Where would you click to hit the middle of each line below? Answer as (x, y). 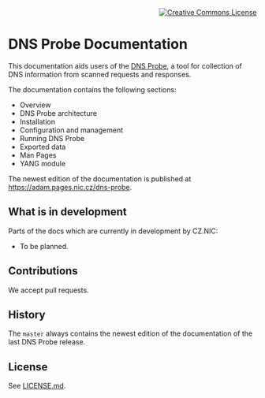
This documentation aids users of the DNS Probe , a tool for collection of (125, 65)
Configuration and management (71, 130)
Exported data (43, 147)
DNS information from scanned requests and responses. (100, 74)
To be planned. (44, 246)
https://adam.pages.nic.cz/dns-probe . (70, 187)
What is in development (68, 212)
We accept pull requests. (49, 290)
